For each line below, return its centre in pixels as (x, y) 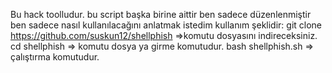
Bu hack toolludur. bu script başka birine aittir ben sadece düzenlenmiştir (161, 14)
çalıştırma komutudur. (55, 57)
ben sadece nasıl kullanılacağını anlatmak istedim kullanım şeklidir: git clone (166, 25)
